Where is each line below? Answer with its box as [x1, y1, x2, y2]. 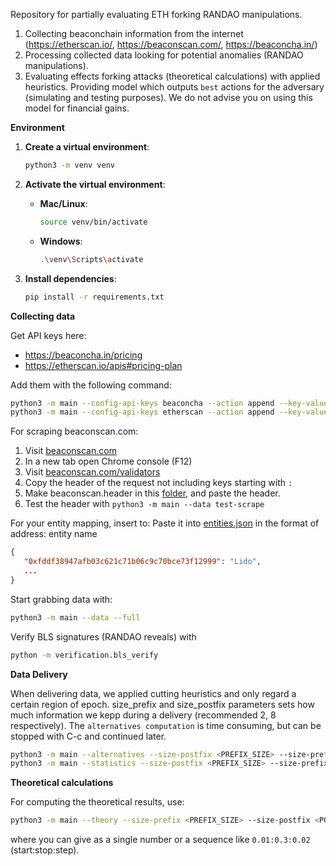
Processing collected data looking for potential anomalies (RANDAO [24, 49, 304, 61]
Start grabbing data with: [10, 593, 113, 605]
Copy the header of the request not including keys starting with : [24, 477, 293, 489]
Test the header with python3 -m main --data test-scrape [24, 498, 265, 510]
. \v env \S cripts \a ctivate [39, 254, 144, 264]
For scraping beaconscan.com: [10, 425, 139, 438]
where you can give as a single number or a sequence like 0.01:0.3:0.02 [10, 834, 311, 846]
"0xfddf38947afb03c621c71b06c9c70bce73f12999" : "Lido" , [23, 557, 262, 567]
